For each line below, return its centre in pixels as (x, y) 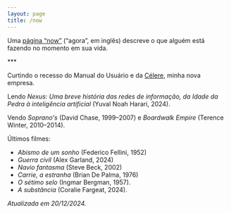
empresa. (21, 82)
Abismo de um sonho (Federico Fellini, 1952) (82, 152)
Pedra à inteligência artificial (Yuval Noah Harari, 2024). (89, 103)
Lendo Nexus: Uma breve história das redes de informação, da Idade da (113, 96)
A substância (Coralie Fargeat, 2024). (73, 189)
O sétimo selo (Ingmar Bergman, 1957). (74, 182)
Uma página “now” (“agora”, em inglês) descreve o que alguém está (106, 40)
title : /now (25, 20)
